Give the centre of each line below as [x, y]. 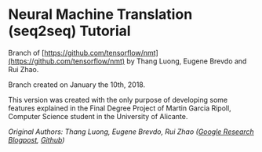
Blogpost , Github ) [36, 139]
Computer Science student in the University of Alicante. [98, 116]
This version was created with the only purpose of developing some [118, 100]
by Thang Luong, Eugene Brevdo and [187, 61]
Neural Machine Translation [100, 14]
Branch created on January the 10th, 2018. [77, 85]
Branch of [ [26, 52]
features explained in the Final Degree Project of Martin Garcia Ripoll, [120, 108]
